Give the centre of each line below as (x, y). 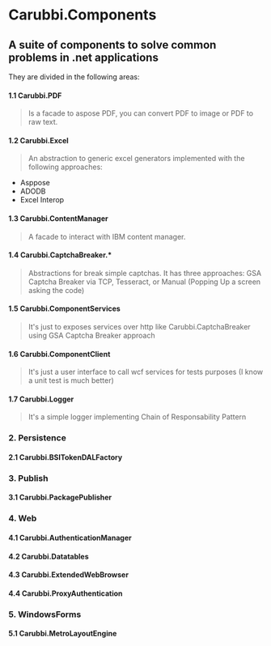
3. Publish (28, 478)
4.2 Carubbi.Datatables (49, 556)
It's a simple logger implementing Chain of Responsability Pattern (137, 417)
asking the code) (56, 290)
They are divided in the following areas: (74, 77)
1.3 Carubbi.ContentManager (58, 219)
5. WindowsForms (45, 614)
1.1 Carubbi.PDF (35, 96)
